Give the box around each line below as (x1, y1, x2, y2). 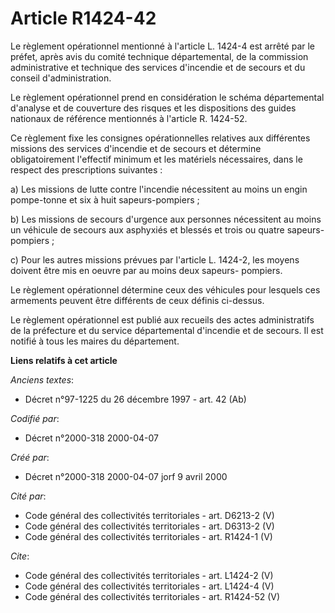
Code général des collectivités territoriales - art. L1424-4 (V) (24, 580, 275, 592)
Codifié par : (10, 412, 60, 424)
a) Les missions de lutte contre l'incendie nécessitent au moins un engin (10, 183, 308, 195)
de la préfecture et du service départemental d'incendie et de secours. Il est (10, 324, 324, 336)
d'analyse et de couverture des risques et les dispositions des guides (10, 102, 297, 114)
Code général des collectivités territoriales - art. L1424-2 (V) (24, 569, 274, 581)
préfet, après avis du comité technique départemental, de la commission (10, 50, 309, 62)
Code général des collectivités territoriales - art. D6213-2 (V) (24, 509, 275, 521)
